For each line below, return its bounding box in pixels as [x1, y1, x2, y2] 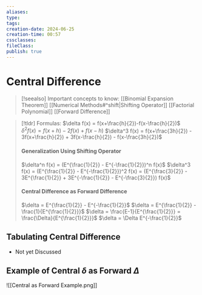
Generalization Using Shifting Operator [21, 147, 121, 154]
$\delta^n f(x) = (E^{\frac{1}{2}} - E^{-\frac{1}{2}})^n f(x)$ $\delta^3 [21, 161, 191, 168]
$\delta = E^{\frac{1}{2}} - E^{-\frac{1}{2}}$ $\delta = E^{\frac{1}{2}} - [21, 201, 197, 209]
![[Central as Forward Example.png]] [6, 282, 98, 289]
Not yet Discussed [15, 248, 62, 255]
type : [6, 15, 20, 21]
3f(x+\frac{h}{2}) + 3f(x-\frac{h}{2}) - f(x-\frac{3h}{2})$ [21, 133, 163, 141]
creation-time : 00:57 [6, 32, 61, 38]
